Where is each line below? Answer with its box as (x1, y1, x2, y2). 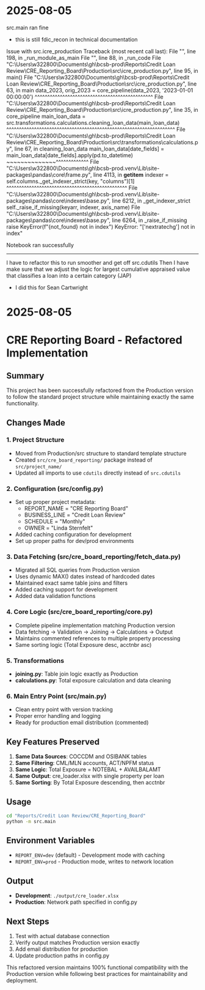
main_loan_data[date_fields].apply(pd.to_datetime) (6, 151, 133, 159)
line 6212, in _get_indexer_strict (112, 197, 191, 204)
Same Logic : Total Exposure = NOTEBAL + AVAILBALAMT (15, 766, 162, 774)
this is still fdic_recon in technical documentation (15, 35, 138, 43)
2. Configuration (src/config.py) (6, 484, 104, 493)
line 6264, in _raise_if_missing (112, 216, 187, 224)
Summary (6, 371, 45, 381)
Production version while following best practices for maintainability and (6, 970, 188, 978)
